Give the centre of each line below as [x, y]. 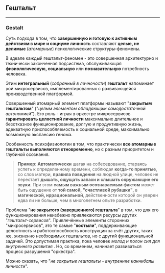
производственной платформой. [40, 94]
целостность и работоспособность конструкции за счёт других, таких [79, 231]
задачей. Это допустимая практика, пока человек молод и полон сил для [83, 241]
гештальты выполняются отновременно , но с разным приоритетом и [80, 149]
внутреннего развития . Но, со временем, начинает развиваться [74, 247]
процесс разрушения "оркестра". [41, 251]
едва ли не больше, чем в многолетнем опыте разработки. [80, 200]
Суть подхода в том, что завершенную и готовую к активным [71, 38]
